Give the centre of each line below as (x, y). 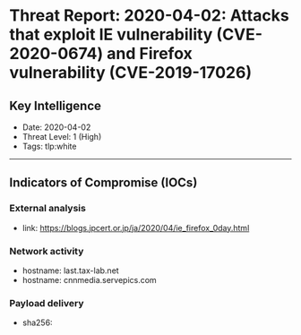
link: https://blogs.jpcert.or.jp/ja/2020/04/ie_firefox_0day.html (136, 228)
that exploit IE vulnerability (111, 34)
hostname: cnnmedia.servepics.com (89, 279)
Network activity (47, 251)
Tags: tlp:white (49, 146)
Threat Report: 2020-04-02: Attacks (149, 16)
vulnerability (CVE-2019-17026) (131, 73)
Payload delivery (47, 303)
